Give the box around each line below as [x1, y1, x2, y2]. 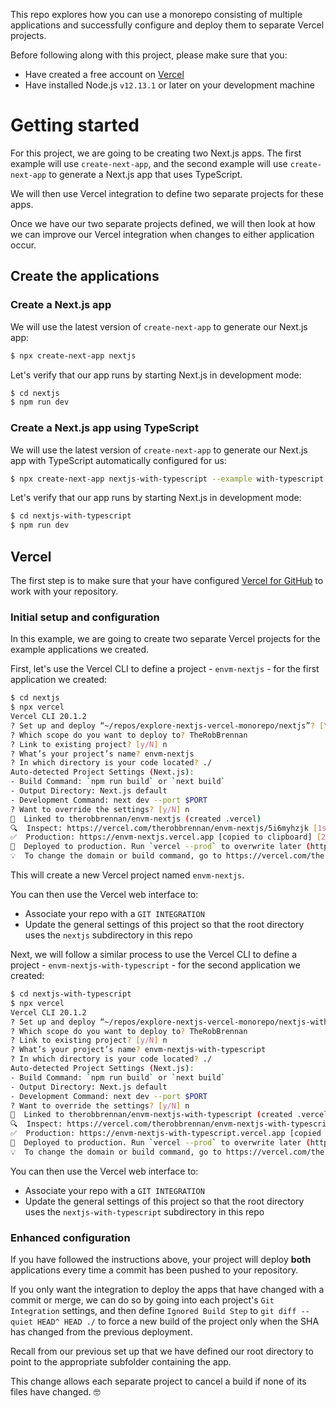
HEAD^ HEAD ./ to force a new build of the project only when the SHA [36, 1315, 320, 1328]
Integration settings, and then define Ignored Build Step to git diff [10, 1305, 297, 1317]
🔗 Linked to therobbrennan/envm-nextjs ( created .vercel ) [10, 814, 262, 824]
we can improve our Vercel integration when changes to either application [10, 228, 315, 240]
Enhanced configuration [10, 1230, 131, 1244]
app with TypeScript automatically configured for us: [10, 454, 227, 466]
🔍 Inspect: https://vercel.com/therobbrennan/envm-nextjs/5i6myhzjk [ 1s [10, 823, 327, 833]
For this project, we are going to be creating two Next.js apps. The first [10, 147, 302, 159]
